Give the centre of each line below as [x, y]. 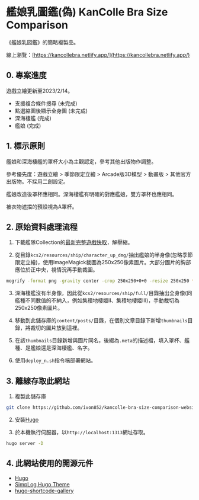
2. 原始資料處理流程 [42, 227]
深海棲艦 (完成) [33, 118]
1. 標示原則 [26, 146]
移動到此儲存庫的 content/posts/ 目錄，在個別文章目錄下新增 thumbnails [101, 320]
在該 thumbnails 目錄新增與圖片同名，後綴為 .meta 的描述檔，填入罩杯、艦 [102, 341]
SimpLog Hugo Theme [42, 484]
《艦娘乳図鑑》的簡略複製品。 [42, 42]
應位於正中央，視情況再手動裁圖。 [56, 270]
